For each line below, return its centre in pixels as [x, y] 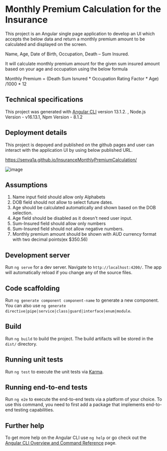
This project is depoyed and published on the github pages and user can [80, 145]
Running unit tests [34, 360]
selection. [22, 213]
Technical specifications [44, 100]
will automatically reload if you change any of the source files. [69, 273]
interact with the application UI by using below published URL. [69, 150]
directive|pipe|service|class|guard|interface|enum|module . [68, 311]
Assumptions [26, 185]
